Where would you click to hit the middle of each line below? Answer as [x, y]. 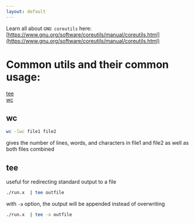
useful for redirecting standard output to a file [61, 182]
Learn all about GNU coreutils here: [49, 28]
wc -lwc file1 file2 [31, 132]
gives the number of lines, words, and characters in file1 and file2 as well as [97, 143]
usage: [23, 77]
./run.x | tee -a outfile [39, 214]
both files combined [30, 149]
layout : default [26, 11]
